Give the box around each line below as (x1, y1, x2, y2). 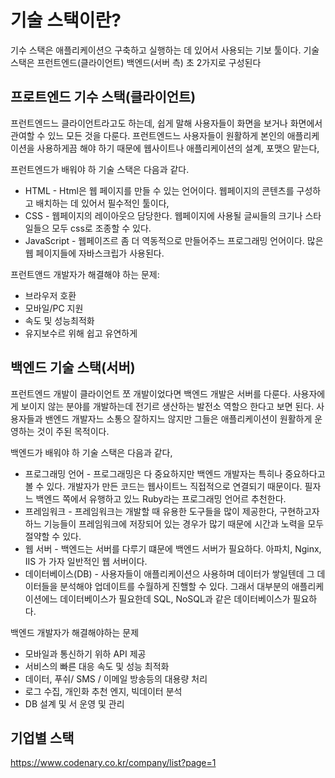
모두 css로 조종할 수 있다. (51, 222, 152, 234)
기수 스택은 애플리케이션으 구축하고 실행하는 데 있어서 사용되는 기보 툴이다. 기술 (10, 44, 320, 56)
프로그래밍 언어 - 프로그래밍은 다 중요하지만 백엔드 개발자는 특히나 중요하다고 (24, 467, 326, 480)
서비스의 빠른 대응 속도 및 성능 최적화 (24, 660, 170, 672)
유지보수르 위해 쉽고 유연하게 (24, 327, 138, 339)
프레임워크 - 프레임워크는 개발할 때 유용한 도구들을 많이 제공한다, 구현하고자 (24, 505, 320, 517)
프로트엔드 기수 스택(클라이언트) (10, 89, 197, 106)
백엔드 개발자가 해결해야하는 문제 (10, 626, 140, 638)
